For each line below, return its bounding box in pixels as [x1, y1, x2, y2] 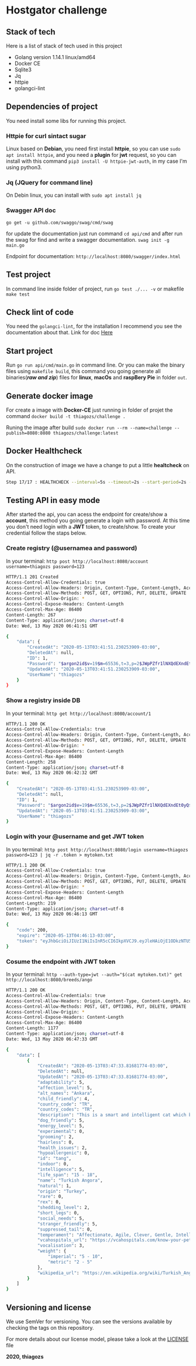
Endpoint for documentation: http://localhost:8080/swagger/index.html [6, 252, 181, 259]
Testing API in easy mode [6, 495, 100, 505]
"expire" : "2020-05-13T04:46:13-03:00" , [16, 933, 116, 939]
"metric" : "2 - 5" [47, 1259, 93, 1265]
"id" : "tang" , [37, 1156, 72, 1162]
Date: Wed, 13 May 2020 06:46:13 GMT [6, 911, 98, 917]
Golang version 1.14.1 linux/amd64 [14, 54, 96, 60]
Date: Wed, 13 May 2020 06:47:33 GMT [6, 1036, 98, 1042]
